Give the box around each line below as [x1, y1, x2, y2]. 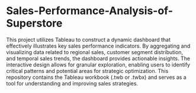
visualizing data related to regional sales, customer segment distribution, [6, 48, 184, 55]
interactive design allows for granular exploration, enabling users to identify [6, 61, 191, 68]
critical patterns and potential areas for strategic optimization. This [6, 67, 169, 74]
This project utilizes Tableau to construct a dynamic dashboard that [6, 36, 171, 43]
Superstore [6, 16, 63, 30]
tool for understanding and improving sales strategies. [6, 79, 138, 87]
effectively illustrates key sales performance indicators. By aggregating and [6, 42, 191, 49]
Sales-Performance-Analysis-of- [6, 4, 173, 18]
